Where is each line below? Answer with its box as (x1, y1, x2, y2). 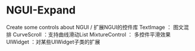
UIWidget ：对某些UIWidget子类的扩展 (6, 38, 100, 45)
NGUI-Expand (6, 4, 76, 17)
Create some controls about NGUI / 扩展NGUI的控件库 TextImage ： (6, 23, 172, 30)
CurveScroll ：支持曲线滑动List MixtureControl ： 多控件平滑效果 (12, 30, 171, 38)
